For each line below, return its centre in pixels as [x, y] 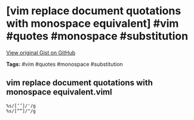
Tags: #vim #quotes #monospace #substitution [65, 64]
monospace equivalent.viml [59, 92]
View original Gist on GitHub [41, 52]
